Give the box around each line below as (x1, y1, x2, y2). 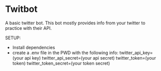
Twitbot (5, 3, 38, 15)
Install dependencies (12, 44, 56, 50)
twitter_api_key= (119, 50, 153, 56)
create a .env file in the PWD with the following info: (12, 50, 118, 56)
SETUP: (5, 35, 21, 41)
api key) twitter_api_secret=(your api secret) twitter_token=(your (24, 55, 157, 61)
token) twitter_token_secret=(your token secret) (12, 60, 110, 66)
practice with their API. (5, 25, 52, 31)
